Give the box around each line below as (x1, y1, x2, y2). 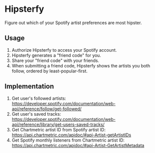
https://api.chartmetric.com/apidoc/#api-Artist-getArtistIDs (11, 132, 131, 138)
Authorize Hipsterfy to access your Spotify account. (11, 47, 117, 53)
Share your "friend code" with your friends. (11, 58, 99, 63)
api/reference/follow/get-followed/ (11, 106, 82, 112)
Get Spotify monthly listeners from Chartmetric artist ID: (11, 137, 125, 143)
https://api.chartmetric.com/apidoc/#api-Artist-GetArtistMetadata (11, 142, 145, 148)
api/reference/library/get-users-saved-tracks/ (11, 122, 105, 127)
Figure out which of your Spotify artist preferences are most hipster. (4, 20, 142, 26)
